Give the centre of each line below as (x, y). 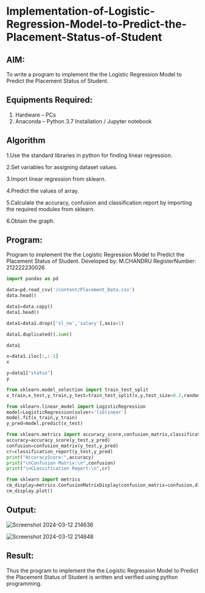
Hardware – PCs (35, 115)
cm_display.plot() (30, 491)
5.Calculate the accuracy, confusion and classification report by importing (99, 202)
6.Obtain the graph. (31, 220)
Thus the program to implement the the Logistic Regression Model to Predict (103, 570)
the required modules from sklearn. (51, 209)
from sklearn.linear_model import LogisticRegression (76, 406)
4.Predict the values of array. (43, 191)
